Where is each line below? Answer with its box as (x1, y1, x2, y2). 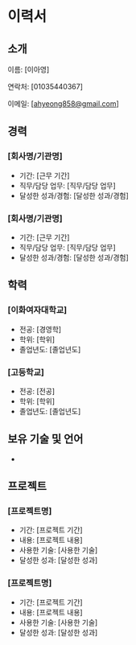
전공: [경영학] (19, 324, 62, 334)
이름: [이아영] (7, 65, 50, 74)
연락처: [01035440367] (7, 82, 84, 91)
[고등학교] (7, 367, 45, 378)
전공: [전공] (19, 386, 56, 396)
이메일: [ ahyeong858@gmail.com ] (7, 99, 120, 109)
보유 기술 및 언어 (7, 432, 84, 446)
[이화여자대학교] (7, 305, 68, 316)
